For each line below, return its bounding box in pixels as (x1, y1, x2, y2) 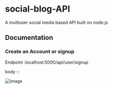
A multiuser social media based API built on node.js (5, 19, 108, 25)
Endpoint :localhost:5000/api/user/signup (5, 59, 89, 65)
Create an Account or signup (5, 48, 75, 55)
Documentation (5, 34, 54, 42)
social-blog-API (5, 3, 71, 15)
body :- (5, 69, 20, 74)
